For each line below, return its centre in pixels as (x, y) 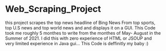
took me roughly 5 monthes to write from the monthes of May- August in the (83, 33)
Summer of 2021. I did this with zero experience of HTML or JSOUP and (79, 38)
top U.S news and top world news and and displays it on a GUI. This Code (80, 27)
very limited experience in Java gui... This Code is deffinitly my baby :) (77, 43)
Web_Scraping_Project (53, 9)
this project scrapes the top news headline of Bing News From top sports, (80, 23)
